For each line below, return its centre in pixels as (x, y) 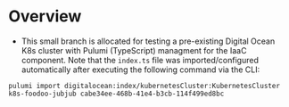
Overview (45, 16)
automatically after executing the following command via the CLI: (140, 70)
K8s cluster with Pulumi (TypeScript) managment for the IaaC (134, 50)
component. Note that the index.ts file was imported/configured (140, 60)
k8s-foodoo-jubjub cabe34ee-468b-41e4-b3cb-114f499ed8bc (116, 94)
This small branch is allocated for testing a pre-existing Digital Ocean (148, 41)
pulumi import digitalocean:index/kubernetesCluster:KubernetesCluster (144, 86)
